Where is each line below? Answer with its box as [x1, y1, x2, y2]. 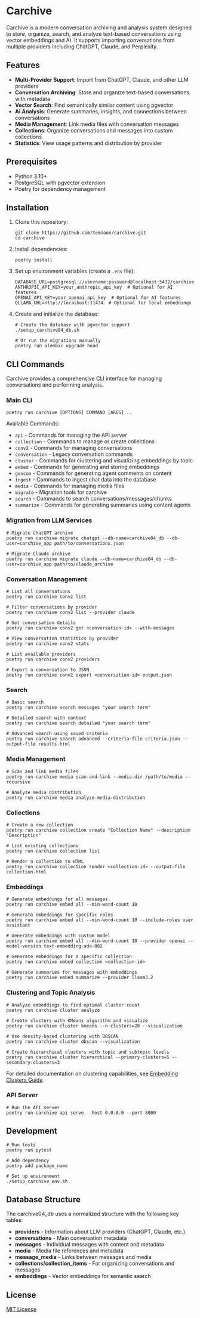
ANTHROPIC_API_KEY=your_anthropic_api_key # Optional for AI [14, 285, 173, 291]
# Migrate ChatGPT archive [6, 530, 73, 536]
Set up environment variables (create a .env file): [14, 267, 136, 275]
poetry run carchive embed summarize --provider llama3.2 [6, 974, 153, 981]
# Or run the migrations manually [14, 338, 101, 344]
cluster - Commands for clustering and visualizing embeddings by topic [14, 457, 193, 464]
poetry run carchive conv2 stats [6, 641, 90, 647]
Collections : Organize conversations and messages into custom [14, 126, 173, 134]
